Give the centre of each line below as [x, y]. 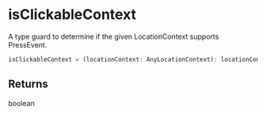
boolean [22, 103]
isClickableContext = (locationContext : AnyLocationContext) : [113, 59]
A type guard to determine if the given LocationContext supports [114, 36]
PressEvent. [28, 44]
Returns [28, 84]
